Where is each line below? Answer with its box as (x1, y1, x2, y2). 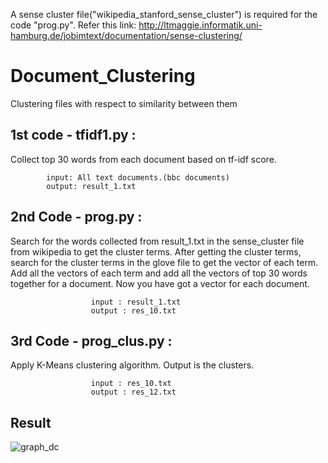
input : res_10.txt (90, 379, 172, 389)
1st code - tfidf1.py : (10, 127, 137, 144)
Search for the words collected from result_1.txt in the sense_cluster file (10, 235, 305, 247)
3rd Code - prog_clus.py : (10, 332, 173, 349)
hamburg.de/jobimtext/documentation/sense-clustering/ (10, 30, 243, 41)
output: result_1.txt (46, 181, 137, 191)
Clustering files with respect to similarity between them (10, 97, 238, 109)
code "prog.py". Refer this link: (10, 19, 137, 31)
